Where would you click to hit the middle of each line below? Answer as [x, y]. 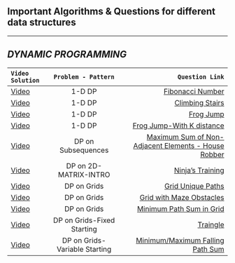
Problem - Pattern [84, 77]
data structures [42, 23]
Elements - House [194, 145]
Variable [70, 249]
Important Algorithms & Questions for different [111, 12]
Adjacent [148, 145]
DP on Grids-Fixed [84, 220]
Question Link [201, 77]
